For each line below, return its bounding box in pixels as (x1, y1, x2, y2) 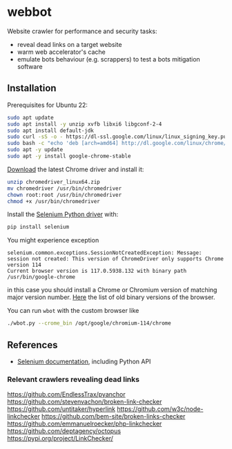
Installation (7, 82, 57, 94)
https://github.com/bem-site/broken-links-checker (41, 412, 186, 421)
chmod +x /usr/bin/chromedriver (7, 198, 100, 204)
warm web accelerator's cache (17, 48, 106, 56)
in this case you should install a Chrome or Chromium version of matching (7, 286, 217, 294)
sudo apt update (7, 114, 54, 121)
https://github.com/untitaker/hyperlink (7, 405, 116, 413)
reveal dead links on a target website (17, 40, 122, 48)
